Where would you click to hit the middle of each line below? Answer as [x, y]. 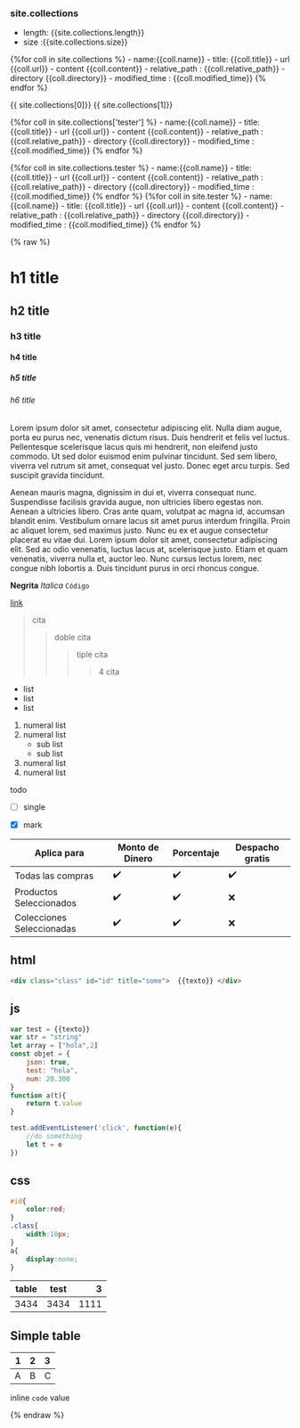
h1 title [35, 278]
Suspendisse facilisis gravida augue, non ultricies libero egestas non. [137, 502]
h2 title [30, 310]
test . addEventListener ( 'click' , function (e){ [96, 1128]
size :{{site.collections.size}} [75, 42]
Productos [36, 892]
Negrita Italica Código [50, 585]
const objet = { [40, 1054]
